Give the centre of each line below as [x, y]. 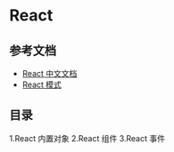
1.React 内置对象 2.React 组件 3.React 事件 [87, 138]
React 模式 [42, 84]
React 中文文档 [50, 73]
